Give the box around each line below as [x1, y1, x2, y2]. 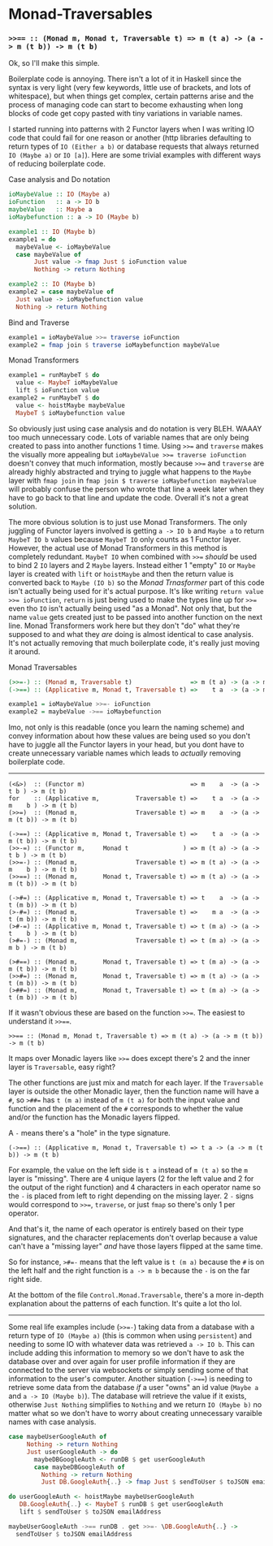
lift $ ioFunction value [15, 387, 100, 395]
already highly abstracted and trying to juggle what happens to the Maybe [8, 466, 252, 476]
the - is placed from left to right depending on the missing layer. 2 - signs [8, 1191, 254, 1201]
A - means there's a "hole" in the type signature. [8, 1128, 171, 1138]
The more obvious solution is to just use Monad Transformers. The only [8, 517, 248, 526]
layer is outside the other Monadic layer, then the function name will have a [8, 1086, 260, 1097]
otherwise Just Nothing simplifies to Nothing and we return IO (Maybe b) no [8, 1400, 262, 1410]
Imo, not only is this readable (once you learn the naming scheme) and [8, 722, 245, 732]
